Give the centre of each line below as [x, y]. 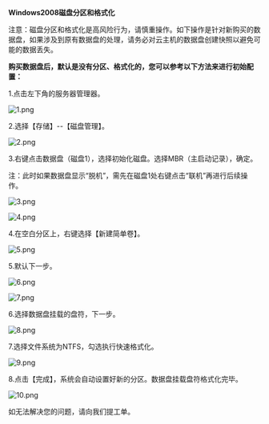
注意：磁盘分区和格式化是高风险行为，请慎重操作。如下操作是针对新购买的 [131, 30]
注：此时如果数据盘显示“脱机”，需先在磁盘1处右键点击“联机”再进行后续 [125, 176]
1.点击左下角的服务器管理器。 [56, 94]
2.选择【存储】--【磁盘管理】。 [59, 126]
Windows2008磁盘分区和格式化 [62, 12]
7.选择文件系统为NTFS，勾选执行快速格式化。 [83, 346]
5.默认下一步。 [32, 266]
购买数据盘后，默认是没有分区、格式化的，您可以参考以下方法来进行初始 [127, 66]
